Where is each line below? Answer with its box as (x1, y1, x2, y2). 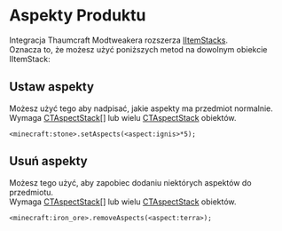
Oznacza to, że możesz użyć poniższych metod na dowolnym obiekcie (9, 44, 268, 54)
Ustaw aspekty (9, 79, 95, 94)
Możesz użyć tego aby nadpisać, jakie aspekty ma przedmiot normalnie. (9, 103, 273, 114)
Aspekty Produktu (9, 5, 146, 26)
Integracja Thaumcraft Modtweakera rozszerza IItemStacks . (9, 35, 229, 45)
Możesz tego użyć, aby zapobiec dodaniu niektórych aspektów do (9, 177, 252, 187)
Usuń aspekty (9, 154, 88, 169)
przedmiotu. (9, 187, 54, 197)
